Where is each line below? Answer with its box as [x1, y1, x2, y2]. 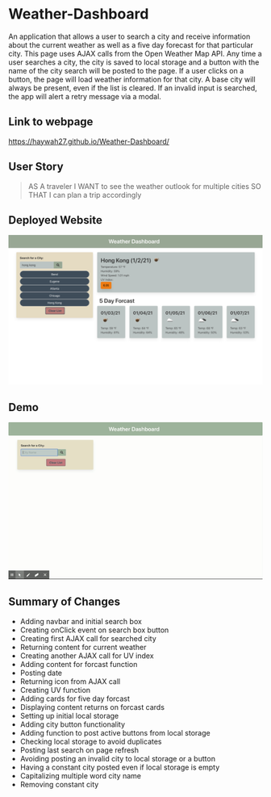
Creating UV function [19, 685, 91, 694]
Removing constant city [19, 779, 99, 789]
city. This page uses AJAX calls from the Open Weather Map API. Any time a [8, 48, 262, 58]
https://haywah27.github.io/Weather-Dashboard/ [8, 136, 169, 146]
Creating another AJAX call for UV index [19, 651, 155, 661]
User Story [8, 160, 64, 174]
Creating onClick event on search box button [19, 625, 169, 635]
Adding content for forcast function [19, 659, 138, 669]
